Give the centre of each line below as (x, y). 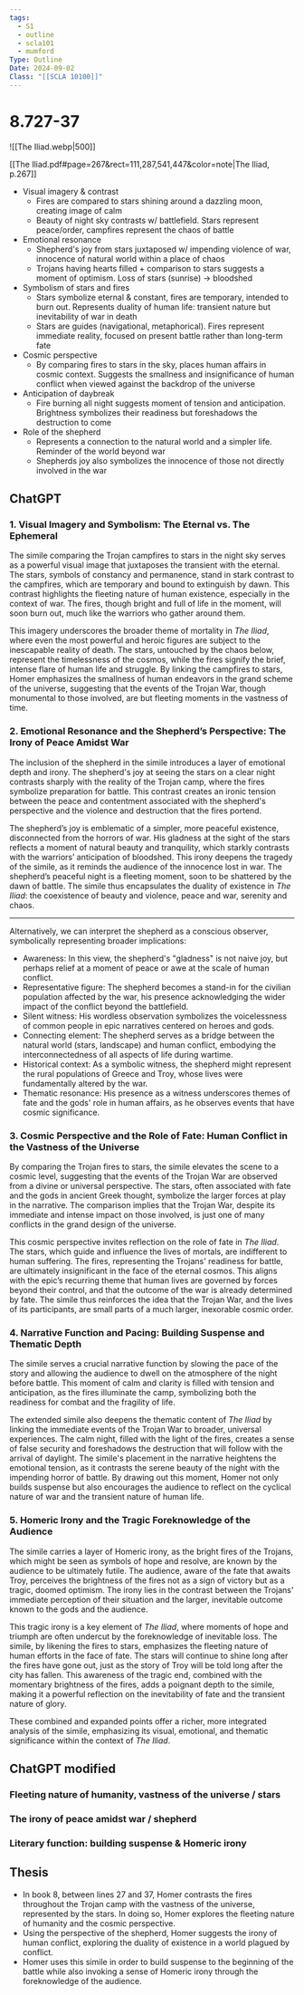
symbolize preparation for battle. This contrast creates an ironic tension (142, 791)
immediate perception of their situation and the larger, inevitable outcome (146, 1599)
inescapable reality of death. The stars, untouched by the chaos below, (142, 650)
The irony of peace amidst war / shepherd (103, 1818)
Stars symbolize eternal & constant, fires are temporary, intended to (162, 297)
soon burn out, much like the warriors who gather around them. (128, 613)
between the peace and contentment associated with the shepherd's (138, 801)
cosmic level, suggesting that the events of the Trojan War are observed (143, 1176)
